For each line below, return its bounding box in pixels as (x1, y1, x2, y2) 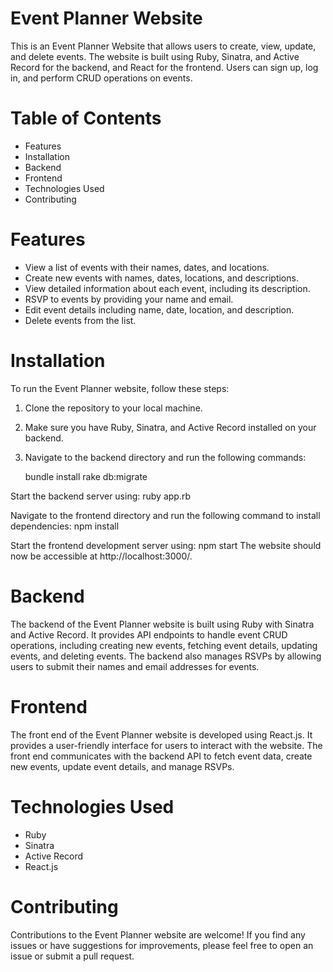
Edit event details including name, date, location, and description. (24, 303, 295, 316)
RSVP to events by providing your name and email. (24, 293, 234, 305)
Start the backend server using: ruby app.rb (10, 490, 191, 502)
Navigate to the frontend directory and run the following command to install (10, 509, 321, 521)
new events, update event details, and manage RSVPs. (10, 760, 235, 772)
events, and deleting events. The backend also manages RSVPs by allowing (10, 650, 322, 662)
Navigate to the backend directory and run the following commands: (24, 451, 307, 463)
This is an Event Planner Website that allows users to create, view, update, (10, 40, 317, 52)
